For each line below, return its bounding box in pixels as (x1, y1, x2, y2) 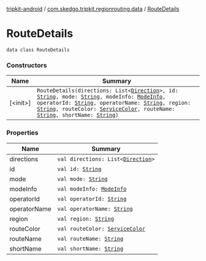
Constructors (6, 61, 47, 69)
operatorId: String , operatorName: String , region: (36, 99, 191, 107)
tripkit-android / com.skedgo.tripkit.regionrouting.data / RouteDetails (6, 6, 180, 12)
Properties (6, 129, 39, 137)
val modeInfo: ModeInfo (57, 185, 127, 192)
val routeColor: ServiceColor (57, 225, 146, 232)
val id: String (57, 165, 102, 172)
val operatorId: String (57, 195, 127, 202)
